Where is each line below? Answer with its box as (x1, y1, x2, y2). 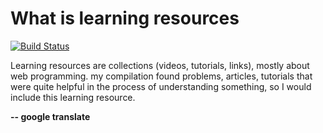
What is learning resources (10, 7, 240, 30)
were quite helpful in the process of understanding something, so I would (10, 80, 312, 92)
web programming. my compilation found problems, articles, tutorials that (10, 70, 313, 82)
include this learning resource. (10, 91, 136, 103)
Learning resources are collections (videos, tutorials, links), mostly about (10, 59, 310, 71)
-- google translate (10, 110, 91, 122)
